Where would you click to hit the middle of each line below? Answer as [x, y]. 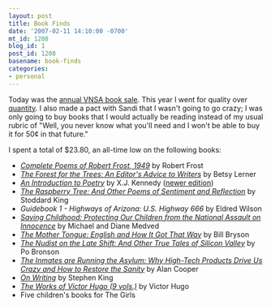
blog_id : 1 [27, 46]
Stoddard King [44, 200]
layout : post [30, 16]
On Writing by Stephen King [67, 278]
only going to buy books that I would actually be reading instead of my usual [136, 116]
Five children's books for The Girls [78, 295]
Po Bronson [39, 252]
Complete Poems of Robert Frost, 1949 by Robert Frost [112, 165]
